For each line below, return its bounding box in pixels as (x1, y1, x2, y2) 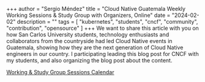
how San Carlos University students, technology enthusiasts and (6, 31, 170, 38)
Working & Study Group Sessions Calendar (6, 69, 114, 75)
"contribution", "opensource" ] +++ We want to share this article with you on (6, 24, 199, 32)
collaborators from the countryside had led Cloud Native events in (6, 38, 173, 44)
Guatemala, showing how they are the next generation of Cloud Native (6, 44, 184, 51)
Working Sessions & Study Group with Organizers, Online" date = (6, 12, 171, 19)
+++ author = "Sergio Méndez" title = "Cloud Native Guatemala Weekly (6, 5, 185, 12)
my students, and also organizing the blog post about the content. (6, 57, 173, 64)
